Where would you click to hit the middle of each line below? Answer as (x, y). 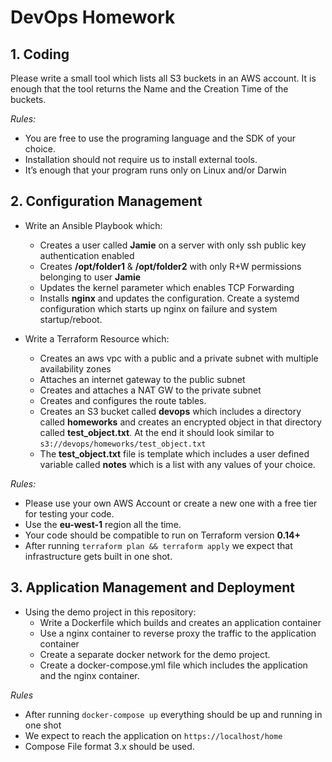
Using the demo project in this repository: (110, 612)
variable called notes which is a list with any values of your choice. (177, 464)
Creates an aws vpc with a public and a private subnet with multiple (179, 358)
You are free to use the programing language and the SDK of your (160, 138)
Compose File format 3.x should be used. (109, 746)
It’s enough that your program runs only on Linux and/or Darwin (155, 170)
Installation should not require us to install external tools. (141, 159)
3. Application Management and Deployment (152, 587)
